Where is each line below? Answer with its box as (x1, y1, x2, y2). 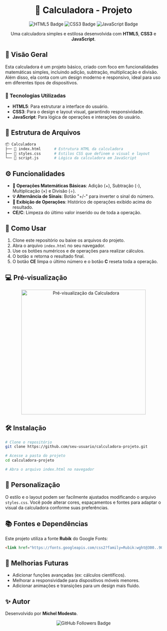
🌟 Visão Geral (5, 50, 48, 59)
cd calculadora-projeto (5, 458, 55, 463)
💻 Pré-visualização (5, 274, 68, 282)
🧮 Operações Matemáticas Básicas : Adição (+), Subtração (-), (12, 183, 142, 189)
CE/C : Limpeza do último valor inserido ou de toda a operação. (12, 210, 142, 216)
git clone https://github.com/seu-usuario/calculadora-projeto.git (5, 444, 148, 449)
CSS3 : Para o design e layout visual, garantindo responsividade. (12, 109, 144, 115)
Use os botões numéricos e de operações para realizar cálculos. (12, 248, 145, 254)
